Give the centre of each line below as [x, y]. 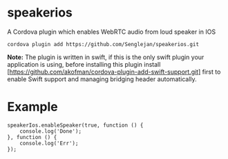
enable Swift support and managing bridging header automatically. [102, 79]
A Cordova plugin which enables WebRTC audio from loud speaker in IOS [112, 32]
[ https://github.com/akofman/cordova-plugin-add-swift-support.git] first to [114, 72]
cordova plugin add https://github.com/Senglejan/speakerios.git [103, 44]
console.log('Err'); [49, 143]
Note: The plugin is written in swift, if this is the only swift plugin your [106, 57]
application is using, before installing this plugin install [84, 64]
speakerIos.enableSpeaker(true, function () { [75, 125]
